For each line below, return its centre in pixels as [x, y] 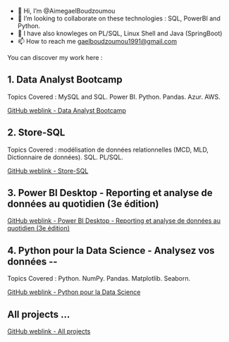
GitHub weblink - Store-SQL [48, 171]
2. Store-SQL [36, 133]
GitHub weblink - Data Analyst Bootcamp [67, 110]
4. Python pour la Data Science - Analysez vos [111, 250]
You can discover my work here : [55, 57]
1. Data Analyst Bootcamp [65, 80]
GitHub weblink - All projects [49, 331]
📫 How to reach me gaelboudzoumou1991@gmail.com [97, 41]
